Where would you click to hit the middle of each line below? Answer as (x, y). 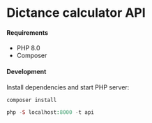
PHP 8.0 (28, 48)
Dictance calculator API (76, 13)
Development (26, 71)
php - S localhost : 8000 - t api (51, 113)
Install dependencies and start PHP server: (68, 87)
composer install (32, 100)
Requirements (28, 32)
